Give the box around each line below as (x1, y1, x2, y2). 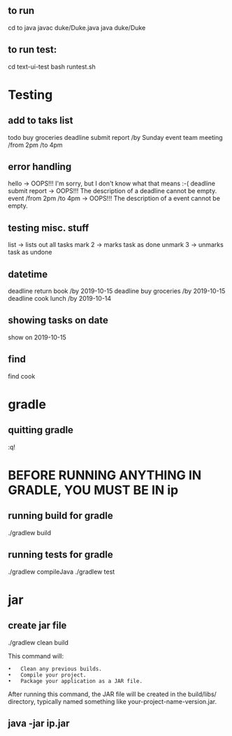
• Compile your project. (8, 671, 87, 679)
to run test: (8, 44, 57, 56)
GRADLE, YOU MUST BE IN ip (8, 482, 179, 498)
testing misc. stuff (8, 222, 89, 234)
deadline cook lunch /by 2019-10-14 (8, 295, 112, 303)
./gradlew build (8, 528, 52, 537)
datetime (8, 268, 48, 280)
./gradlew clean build (8, 638, 69, 646)
